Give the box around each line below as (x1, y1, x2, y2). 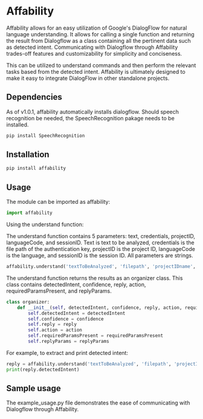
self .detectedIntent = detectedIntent (28, 310, 126, 316)
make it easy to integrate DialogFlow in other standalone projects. (6, 74, 170, 82)
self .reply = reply (28, 322, 77, 328)
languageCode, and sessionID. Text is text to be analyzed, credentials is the (6, 239, 195, 246)
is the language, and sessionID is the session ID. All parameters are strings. (6, 252, 193, 259)
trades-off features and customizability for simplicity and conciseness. (6, 50, 182, 57)
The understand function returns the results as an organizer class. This (6, 274, 183, 282)
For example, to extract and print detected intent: (6, 349, 129, 356)
